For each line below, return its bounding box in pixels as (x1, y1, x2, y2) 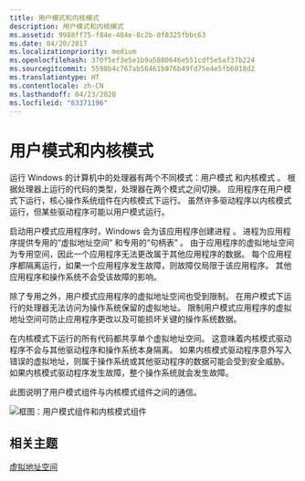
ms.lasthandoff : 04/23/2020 (9, 89, 117, 99)
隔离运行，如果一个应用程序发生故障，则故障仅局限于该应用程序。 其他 (25, 260, 292, 271)
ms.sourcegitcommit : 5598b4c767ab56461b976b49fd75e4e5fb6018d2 (9, 65, 256, 74)
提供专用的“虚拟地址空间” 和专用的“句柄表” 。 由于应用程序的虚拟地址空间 (16, 237, 295, 248)
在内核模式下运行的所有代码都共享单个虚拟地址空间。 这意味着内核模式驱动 (9, 333, 292, 344)
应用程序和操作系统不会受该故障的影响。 (9, 271, 162, 283)
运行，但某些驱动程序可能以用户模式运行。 (9, 206, 170, 217)
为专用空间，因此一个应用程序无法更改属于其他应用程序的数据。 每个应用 (9, 248, 284, 260)
